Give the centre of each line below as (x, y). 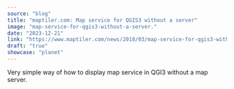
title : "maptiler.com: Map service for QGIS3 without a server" (102, 20)
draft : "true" (28, 46)
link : (15, 40)
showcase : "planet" (36, 53)
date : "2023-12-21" (36, 33)
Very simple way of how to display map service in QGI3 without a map (108, 72)
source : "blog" (29, 14)
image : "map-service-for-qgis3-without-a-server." (82, 26)
